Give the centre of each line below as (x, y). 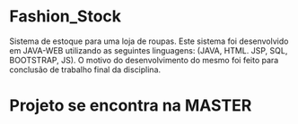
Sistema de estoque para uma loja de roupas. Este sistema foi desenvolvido (149, 41)
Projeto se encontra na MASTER (131, 106)
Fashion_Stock (66, 17)
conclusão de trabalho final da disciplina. (85, 70)
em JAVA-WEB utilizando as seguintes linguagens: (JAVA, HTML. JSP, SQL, (149, 50)
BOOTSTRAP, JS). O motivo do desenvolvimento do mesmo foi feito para (144, 60)
